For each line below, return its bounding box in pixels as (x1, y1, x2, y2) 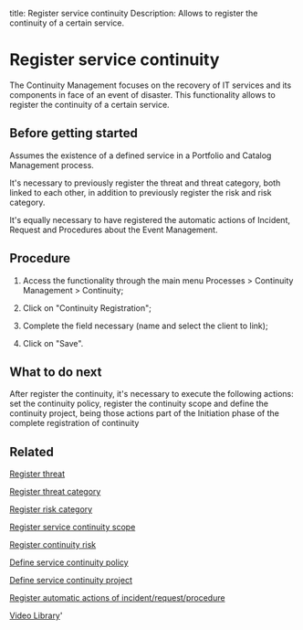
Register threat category (9, 486, 101, 497)
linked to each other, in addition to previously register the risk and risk (9, 187, 272, 198)
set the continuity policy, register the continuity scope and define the (9, 398, 269, 410)
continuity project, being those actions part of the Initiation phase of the (9, 408, 280, 419)
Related (9, 443, 55, 460)
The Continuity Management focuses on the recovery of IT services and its (9, 80, 292, 91)
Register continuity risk (9, 539, 97, 550)
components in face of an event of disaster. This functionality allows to (9, 89, 276, 100)
